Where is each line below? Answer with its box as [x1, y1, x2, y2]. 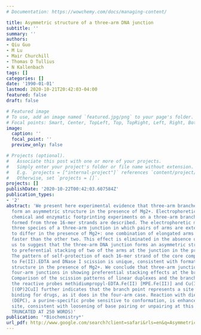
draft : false [6, 98, 39, 104]
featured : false [6, 92, 47, 98]
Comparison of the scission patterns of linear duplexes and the [11, 275, 178, 282]
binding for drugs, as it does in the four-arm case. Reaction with [11, 292, 186, 298]
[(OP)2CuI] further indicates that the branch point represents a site [11, 286, 194, 292]
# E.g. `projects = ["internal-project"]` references [6, 169, 148, 176]
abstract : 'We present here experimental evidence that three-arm [6, 203, 175, 209]
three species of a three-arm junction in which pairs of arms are [11, 225, 184, 231]
